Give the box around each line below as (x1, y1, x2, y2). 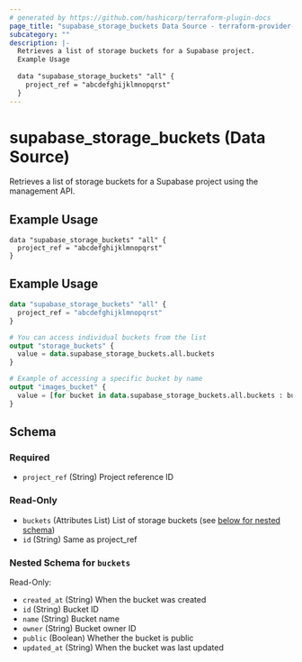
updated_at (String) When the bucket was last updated (22, 641, 225, 653)
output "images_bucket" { (9, 383, 106, 392)
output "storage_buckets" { (9, 341, 115, 350)
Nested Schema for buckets (9, 556, 131, 568)
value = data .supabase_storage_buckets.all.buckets (17, 349, 216, 358)
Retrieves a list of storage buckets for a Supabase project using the (9, 177, 259, 187)
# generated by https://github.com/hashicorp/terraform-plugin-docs (9, 13, 271, 23)
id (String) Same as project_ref (22, 533, 138, 545)
